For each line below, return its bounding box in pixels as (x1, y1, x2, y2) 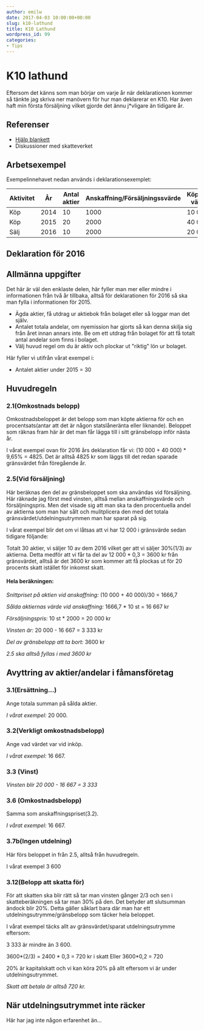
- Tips (6, 43, 23, 49)
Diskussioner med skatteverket (15, 142, 93, 149)
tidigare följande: (6, 532, 49, 540)
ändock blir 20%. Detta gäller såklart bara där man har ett (6, 905, 151, 912)
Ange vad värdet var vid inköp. (6, 740, 83, 747)
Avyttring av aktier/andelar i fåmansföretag (6, 668, 174, 678)
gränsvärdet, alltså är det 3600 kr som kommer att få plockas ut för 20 (6, 557, 183, 565)
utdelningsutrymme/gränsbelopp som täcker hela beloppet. (6, 911, 155, 918)
